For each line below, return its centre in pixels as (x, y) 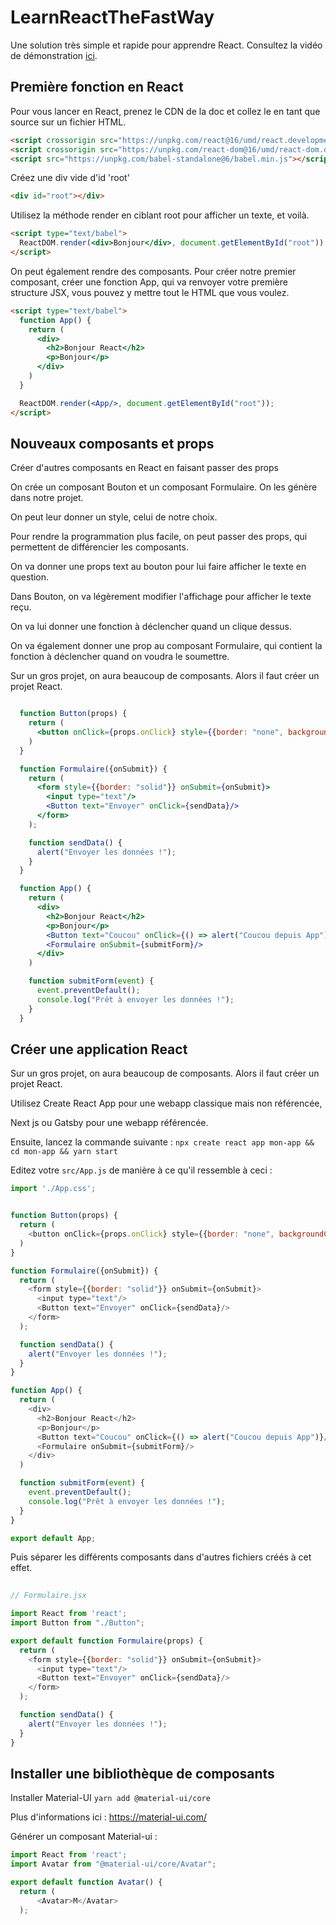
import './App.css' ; (53, 1189)
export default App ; (53, 1538)
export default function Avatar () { (86, 1882)
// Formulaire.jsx (48, 1596)
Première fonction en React (97, 87)
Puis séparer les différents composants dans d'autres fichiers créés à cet (161, 1557)
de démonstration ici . (54, 55)
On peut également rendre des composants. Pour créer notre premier (153, 271)
